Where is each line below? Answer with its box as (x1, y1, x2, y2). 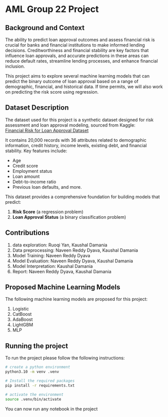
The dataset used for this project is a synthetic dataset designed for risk (5, 117, 154, 123)
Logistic (12, 306, 29, 312)
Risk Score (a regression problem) (12, 209, 83, 215)
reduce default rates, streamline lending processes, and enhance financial (5, 58, 158, 64)
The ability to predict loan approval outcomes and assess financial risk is (5, 37, 155, 43)
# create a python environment (5, 364, 70, 370)
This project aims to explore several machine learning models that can (5, 73, 150, 79)
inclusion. (5, 64, 25, 69)
